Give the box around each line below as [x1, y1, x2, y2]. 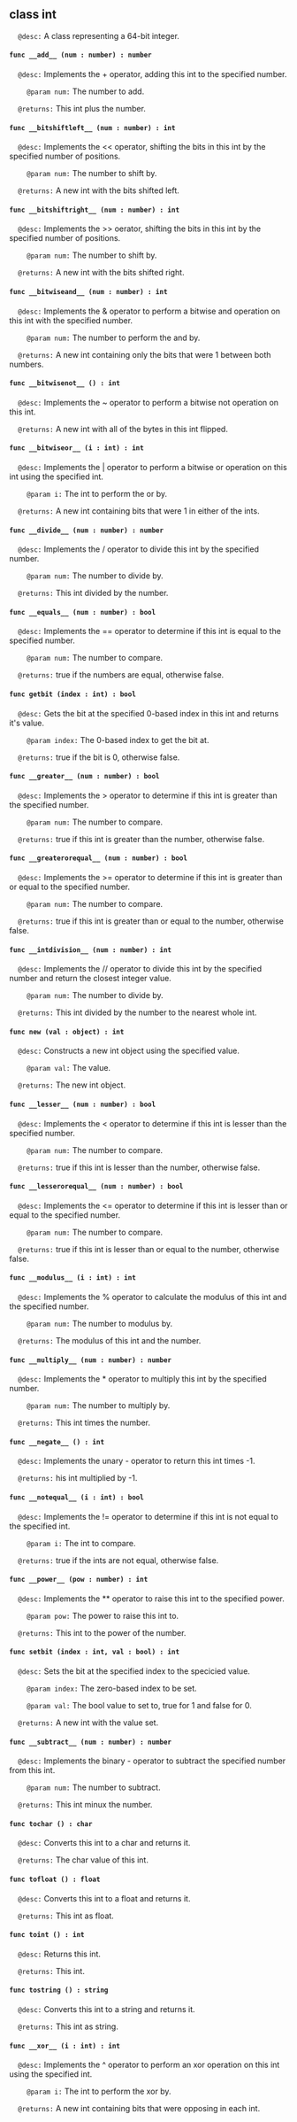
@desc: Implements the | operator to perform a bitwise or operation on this [17, 462, 287, 473]
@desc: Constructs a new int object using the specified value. [17, 1045, 240, 1057]
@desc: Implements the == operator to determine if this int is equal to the [17, 626, 281, 637]
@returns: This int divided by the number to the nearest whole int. [17, 1007, 257, 1018]
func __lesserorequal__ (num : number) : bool [9, 1182, 184, 1191]
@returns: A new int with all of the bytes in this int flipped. [17, 423, 228, 434]
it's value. [9, 717, 45, 728]
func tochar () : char [9, 1819, 93, 1828]
